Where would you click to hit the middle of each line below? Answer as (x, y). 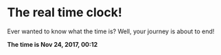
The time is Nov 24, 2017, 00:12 (53, 44)
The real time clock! (65, 13)
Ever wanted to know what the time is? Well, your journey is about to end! (111, 31)
